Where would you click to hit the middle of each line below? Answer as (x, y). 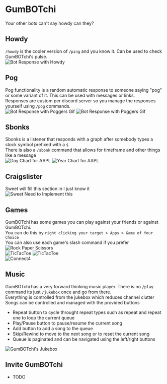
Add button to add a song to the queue (53, 328)
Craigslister (24, 177)
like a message (21, 155)
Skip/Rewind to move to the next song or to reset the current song (81, 334)
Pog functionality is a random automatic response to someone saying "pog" (84, 90)
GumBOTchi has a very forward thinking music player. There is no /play (79, 286)
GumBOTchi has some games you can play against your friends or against (82, 222)
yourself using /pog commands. (38, 106)
